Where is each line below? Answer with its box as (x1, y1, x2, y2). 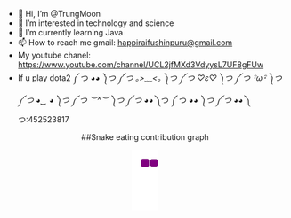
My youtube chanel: (17, 50, 92, 60)
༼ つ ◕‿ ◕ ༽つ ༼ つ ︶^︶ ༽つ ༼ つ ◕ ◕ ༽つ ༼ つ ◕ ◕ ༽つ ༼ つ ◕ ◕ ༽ (17, 95, 252, 105)
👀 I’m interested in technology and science (17, 18, 174, 28)
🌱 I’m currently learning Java (17, 27, 124, 37)
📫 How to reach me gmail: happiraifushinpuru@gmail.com (17, 37, 233, 48)
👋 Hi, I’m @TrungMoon (17, 9, 101, 19)
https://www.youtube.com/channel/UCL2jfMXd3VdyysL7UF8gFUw (17, 59, 264, 70)
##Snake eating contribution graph (81, 132, 209, 142)
